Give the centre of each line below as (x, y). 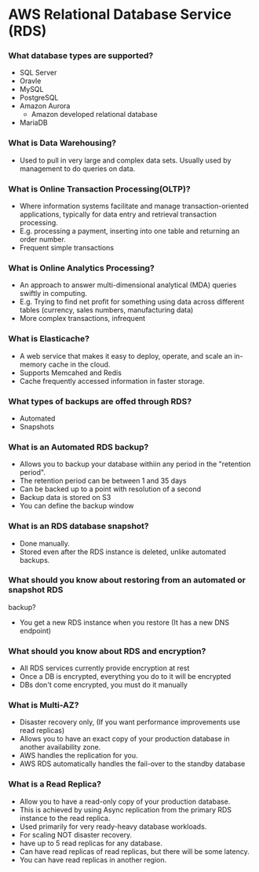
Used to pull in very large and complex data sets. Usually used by (125, 160)
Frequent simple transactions (67, 248)
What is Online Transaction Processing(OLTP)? (99, 188)
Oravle (30, 81)
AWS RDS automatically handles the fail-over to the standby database (132, 764)
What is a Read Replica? (55, 784)
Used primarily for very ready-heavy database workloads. (113, 826)
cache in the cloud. (79, 364)
